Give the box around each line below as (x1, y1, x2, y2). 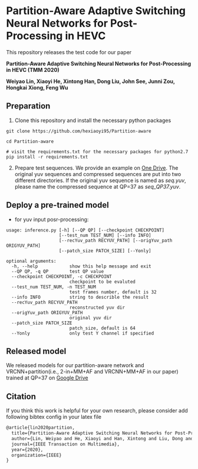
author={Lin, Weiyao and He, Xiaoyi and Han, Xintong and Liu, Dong (11, 435, 183, 441)
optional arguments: (6, 258, 57, 264)
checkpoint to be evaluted (69, 279, 136, 285)
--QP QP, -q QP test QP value (11, 268, 104, 275)
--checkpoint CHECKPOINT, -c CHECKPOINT (11, 273, 112, 279)
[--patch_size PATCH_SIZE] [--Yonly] (58, 247, 151, 254)
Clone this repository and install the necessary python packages (14, 117, 171, 124)
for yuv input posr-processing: (14, 216, 89, 223)
